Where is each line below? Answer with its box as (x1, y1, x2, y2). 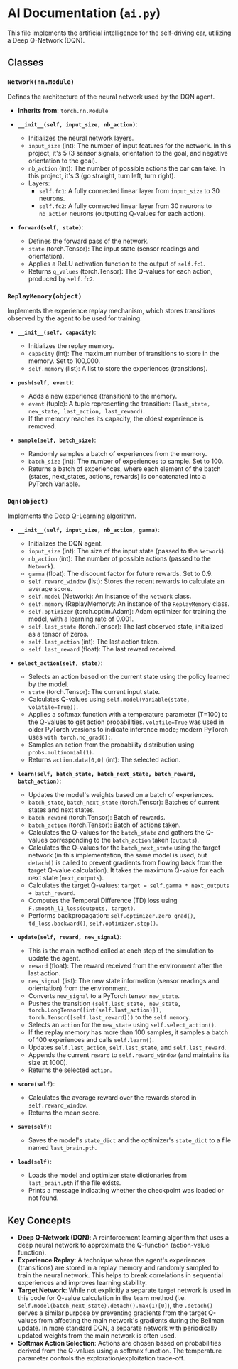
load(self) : (17, 1157, 52, 1166)
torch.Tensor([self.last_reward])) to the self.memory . (28, 1013, 191, 1022)
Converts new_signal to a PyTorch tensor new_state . (28, 992, 180, 1000)
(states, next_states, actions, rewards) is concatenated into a (28, 472, 207, 480)
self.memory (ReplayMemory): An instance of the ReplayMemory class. (28, 600, 229, 608)
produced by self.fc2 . (28, 274, 95, 283)
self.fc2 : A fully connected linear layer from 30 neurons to (38, 201, 212, 210)
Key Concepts (7, 1214, 71, 1226)
